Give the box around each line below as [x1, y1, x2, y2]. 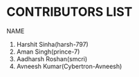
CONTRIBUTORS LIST [6, 4, 133, 20]
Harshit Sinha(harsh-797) [16, 40, 89, 48]
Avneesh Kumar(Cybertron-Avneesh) [16, 62, 122, 70]
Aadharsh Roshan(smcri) [16, 54, 88, 63]
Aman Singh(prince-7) [16, 47, 80, 56]
